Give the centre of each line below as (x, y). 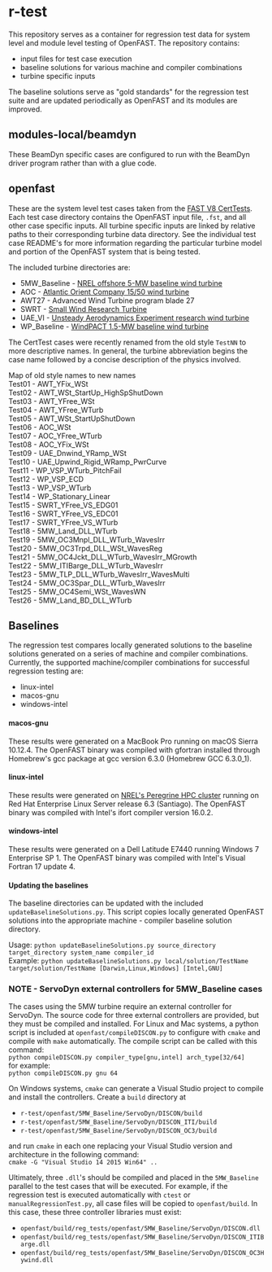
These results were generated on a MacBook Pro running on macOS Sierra (133, 741)
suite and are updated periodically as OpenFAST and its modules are (123, 100)
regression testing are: (46, 671)
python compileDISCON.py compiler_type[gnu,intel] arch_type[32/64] (127, 1058)
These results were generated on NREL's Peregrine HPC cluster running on (134, 795)
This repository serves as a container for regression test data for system (129, 34)
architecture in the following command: (74, 1155)
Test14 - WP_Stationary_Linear (60, 496)
